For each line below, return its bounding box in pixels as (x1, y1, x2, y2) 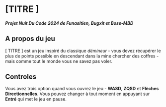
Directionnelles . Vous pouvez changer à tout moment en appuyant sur (5, 91, 150, 97)
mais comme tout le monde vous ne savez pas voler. (5, 58, 113, 64)
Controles (5, 72, 37, 81)
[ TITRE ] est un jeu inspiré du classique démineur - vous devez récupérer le (5, 48, 161, 53)
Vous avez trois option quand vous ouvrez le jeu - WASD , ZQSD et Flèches (5, 86, 159, 92)
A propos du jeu (5, 35, 56, 43)
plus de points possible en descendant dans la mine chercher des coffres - (5, 53, 159, 59)
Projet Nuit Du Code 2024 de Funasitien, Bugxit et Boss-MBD (5, 20, 134, 26)
